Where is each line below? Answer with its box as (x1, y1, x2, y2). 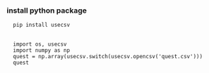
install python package (6, 6, 88, 15)
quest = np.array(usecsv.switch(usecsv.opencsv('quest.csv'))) (13, 53, 203, 60)
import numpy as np (13, 46, 71, 54)
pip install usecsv (13, 22, 71, 29)
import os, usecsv (13, 41, 68, 48)
